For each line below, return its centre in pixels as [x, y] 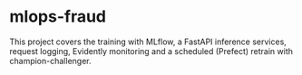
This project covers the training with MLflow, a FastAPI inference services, [148, 42]
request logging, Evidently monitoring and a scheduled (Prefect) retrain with [151, 51]
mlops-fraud [58, 17]
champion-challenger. [50, 61]
